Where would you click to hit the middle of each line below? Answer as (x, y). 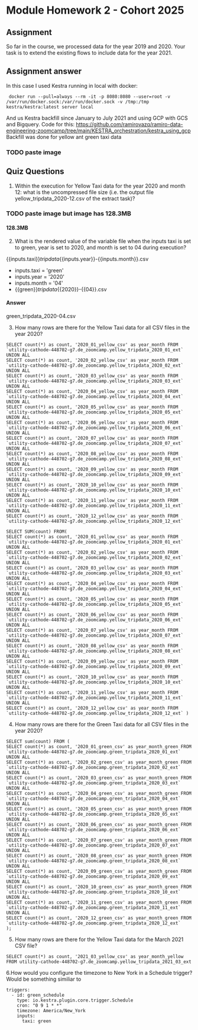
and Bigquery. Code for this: (40, 124)
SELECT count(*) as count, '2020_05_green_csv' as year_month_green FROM (99, 809)
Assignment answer (44, 71)
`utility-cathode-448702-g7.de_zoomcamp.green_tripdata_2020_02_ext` (94, 767)
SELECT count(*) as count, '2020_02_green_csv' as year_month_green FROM (99, 762)
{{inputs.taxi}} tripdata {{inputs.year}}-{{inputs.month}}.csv (77, 259)
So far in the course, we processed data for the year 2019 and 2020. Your (96, 46)
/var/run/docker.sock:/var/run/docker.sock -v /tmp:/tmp (78, 101)
